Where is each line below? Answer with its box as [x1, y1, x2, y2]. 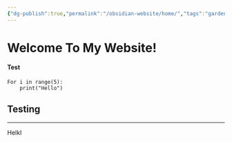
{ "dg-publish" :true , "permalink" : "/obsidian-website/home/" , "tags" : [7, 10, 206, 17]
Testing [7, 103, 41, 115]
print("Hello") [19, 85, 64, 92]
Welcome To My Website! [7, 39, 157, 55]
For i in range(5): [7, 79, 64, 86]
